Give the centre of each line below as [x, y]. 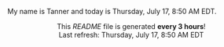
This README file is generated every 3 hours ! [131, 26]
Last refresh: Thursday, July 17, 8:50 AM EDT [131, 35]
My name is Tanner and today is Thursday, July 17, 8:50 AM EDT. [112, 11]
